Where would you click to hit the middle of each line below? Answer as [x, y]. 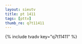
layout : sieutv [20, 9]
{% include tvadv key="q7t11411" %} [41, 37]
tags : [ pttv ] [18, 18]
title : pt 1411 [20, 14]
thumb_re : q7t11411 [25, 23]
